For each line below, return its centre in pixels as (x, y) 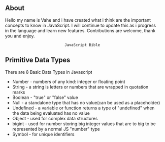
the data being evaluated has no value (51, 113)
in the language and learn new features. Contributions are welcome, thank (80, 30)
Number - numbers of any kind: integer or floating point (69, 82)
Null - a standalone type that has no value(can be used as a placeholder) (86, 102)
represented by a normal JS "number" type (56, 129)
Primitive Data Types (38, 60)
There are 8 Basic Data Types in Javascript (49, 72)
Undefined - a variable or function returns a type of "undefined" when (83, 108)
